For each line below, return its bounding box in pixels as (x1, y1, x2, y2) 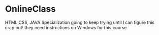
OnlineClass (5, 3, 56, 15)
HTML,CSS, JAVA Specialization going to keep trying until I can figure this (5, 19, 155, 25)
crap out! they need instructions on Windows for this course (5, 24, 127, 30)
